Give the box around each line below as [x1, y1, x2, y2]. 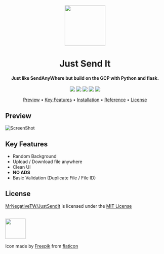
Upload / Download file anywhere [12, 158, 83, 165]
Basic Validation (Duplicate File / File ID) [12, 175, 96, 181]
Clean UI [12, 164, 31, 170]
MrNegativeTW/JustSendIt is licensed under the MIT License [5, 203, 132, 209]
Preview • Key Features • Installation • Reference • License [23, 97, 147, 103]
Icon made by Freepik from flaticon [5, 243, 78, 249]
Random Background [12, 153, 57, 160]
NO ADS [12, 170, 30, 176]
